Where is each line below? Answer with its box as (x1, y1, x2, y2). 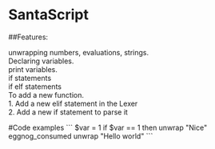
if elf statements (8, 82, 62, 91)
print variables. (8, 64, 58, 74)
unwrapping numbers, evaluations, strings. (8, 47, 149, 57)
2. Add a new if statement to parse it (8, 107, 128, 117)
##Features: (8, 32, 49, 42)
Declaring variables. (8, 56, 74, 66)
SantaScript (8, 6, 90, 24)
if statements (8, 73, 52, 83)
